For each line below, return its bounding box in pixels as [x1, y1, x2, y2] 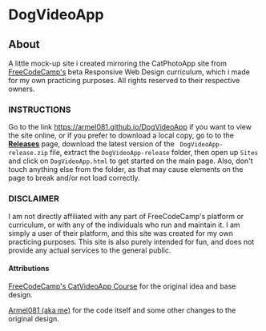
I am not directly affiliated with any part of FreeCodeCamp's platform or [8, 211, 244, 221]
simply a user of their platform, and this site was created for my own [8, 228, 234, 237]
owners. [8, 84, 35, 94]
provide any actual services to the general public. [8, 245, 171, 255]
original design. [8, 313, 60, 323]
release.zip [8, 150, 48, 158]
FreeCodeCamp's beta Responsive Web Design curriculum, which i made [8, 67, 250, 77]
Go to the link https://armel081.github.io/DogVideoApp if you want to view [8, 122, 252, 132]
